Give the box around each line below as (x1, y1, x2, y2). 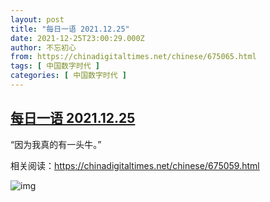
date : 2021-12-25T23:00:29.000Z (10, 33, 145, 43)
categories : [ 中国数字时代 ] (10, 71, 127, 81)
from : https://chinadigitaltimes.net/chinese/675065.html (10, 52, 257, 62)
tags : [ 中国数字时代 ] (10, 61, 100, 71)
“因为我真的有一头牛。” (10, 138, 102, 150)
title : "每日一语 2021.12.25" (10, 24, 130, 34)
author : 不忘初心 (10, 42, 77, 53)
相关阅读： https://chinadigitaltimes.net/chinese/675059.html (10, 159, 260, 171)
